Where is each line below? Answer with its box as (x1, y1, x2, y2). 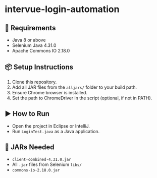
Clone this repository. (12, 79, 57, 85)
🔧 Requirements (5, 24, 56, 32)
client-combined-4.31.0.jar (12, 157, 71, 162)
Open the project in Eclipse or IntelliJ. (12, 123, 90, 129)
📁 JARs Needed (5, 143, 55, 152)
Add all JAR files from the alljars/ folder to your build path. (12, 84, 137, 90)
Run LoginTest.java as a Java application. (12, 128, 100, 134)
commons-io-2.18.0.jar (12, 168, 60, 173)
